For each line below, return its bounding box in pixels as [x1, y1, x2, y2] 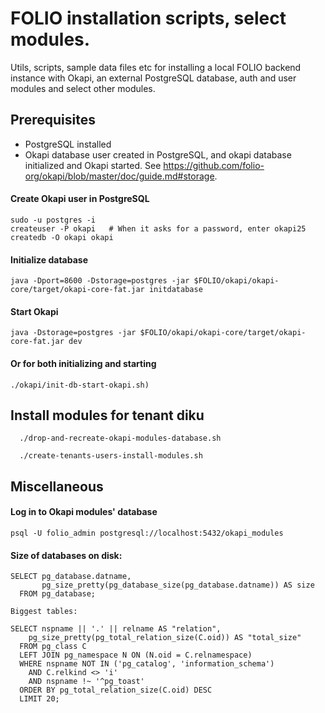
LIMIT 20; [19, 694, 60, 704]
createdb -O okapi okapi [10, 232, 114, 242]
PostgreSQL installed [24, 138, 112, 150]
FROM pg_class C [19, 642, 87, 652]
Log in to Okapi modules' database [10, 506, 158, 518]
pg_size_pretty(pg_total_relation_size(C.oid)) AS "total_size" [28, 633, 302, 643]
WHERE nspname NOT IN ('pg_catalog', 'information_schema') [19, 659, 275, 669]
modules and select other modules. [10, 82, 156, 94]
